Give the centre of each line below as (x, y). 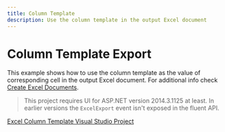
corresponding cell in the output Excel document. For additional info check (113, 80)
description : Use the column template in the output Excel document (107, 20)
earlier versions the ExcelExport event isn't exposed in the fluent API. (121, 108)
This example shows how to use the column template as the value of (104, 73)
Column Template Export (80, 54)
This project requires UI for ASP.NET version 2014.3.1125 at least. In (119, 101)
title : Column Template (41, 13)
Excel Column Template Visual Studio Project (71, 122)
